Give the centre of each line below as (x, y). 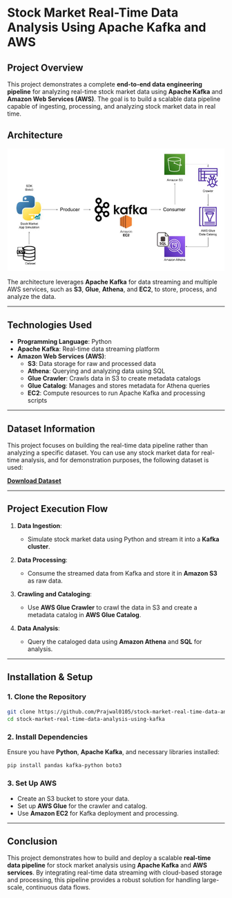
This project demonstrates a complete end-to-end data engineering (105, 84)
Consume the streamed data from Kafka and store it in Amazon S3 (122, 573)
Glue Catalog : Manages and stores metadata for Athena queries (119, 386)
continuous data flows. (58, 888)
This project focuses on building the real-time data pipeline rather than (108, 445)
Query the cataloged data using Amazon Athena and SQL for (115, 641)
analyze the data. (32, 297)
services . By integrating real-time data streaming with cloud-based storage (115, 872)
